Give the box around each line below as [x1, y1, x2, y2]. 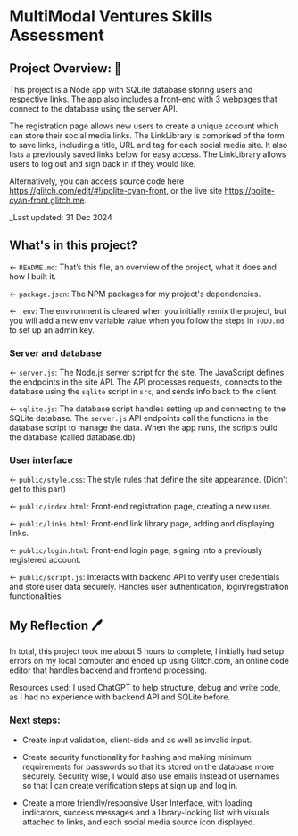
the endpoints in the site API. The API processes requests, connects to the [9, 377, 283, 387]
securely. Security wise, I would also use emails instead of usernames [21, 770, 280, 782]
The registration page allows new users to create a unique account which [9, 120, 279, 131]
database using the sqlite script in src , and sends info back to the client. [9, 386, 278, 397]
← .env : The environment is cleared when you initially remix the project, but [9, 305, 287, 316]
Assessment [9, 25, 104, 46]
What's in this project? [9, 238, 138, 253]
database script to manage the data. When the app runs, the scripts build [9, 422, 278, 434]
